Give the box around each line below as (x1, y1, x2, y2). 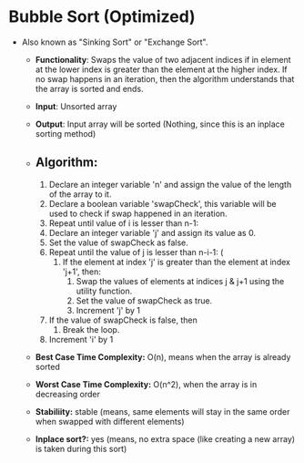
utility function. (76, 285, 133, 296)
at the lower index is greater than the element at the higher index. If (35, 64, 288, 75)
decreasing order (35, 388, 101, 399)
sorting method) (35, 128, 96, 139)
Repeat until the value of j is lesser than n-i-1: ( (48, 246, 224, 257)
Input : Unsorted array (35, 100, 117, 111)
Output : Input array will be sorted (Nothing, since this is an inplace (35, 118, 286, 129)
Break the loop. (62, 324, 120, 334)
